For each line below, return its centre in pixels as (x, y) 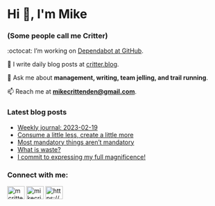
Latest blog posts (37, 112)
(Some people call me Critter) (58, 36)
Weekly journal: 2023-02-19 (58, 127)
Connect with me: (38, 175)
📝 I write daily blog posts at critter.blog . (63, 65)
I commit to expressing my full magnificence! (81, 157)
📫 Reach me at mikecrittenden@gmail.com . (72, 92)
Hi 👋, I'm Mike (48, 14)
